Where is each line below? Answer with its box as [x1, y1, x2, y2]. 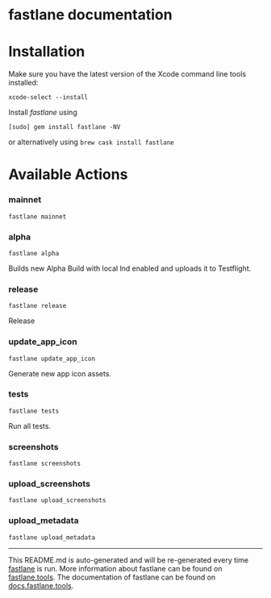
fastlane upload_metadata [8, 534, 95, 542]
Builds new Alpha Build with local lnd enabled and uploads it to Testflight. [8, 264, 252, 273]
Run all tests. [8, 421, 51, 430]
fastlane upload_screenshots [8, 496, 106, 505]
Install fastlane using [8, 107, 78, 118]
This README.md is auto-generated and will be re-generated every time [8, 554, 248, 565]
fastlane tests [8, 407, 60, 415]
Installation [8, 43, 85, 61]
